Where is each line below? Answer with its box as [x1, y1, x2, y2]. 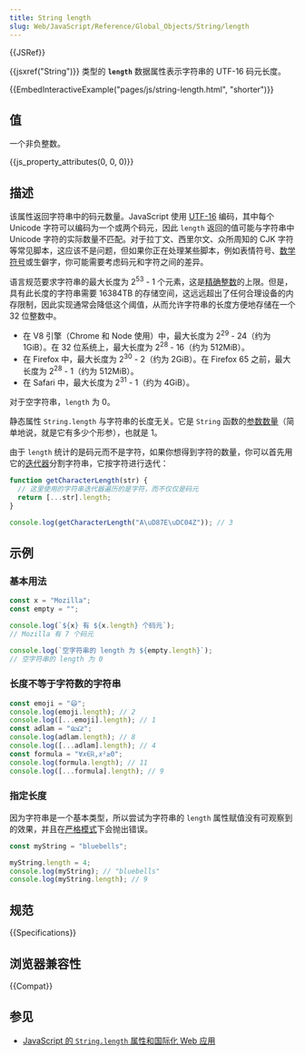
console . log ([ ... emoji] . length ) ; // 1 [9, 715, 156, 725]
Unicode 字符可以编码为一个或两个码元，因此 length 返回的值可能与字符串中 [9, 222, 295, 233]
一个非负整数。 [9, 138, 65, 149]
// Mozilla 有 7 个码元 [9, 629, 93, 638]
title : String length [9, 13, 92, 23]
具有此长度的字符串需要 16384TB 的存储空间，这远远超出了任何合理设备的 [9, 288, 286, 299]
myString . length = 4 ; [9, 857, 92, 867]
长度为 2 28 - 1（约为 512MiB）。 [22, 363, 139, 376]
